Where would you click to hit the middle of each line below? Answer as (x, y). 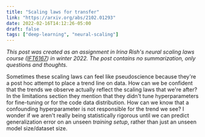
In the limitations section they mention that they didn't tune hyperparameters (103, 96)
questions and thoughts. (37, 65)
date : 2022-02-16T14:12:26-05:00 (49, 23)
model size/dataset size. (37, 128)
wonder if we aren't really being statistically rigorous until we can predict (98, 116)
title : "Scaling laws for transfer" (53, 12)
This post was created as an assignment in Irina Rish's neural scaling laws (100, 52)
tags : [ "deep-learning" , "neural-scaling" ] (63, 35)
